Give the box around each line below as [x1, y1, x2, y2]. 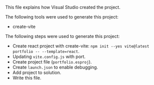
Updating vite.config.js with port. [12, 53, 86, 59]
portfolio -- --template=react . [12, 48, 80, 54]
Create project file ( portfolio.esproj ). [12, 59, 92, 64]
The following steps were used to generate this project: [5, 33, 120, 39]
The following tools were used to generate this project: [5, 14, 119, 19]
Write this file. [12, 75, 42, 80]
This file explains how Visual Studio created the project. [5, 4, 121, 10]
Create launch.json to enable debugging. [12, 64, 98, 70]
